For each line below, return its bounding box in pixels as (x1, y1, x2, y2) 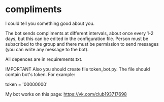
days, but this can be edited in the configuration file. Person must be (5, 36, 149, 42)
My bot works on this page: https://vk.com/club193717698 (5, 91, 127, 97)
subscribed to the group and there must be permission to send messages (5, 41, 159, 47)
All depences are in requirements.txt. (5, 56, 83, 62)
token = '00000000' (5, 81, 48, 87)
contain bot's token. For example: (5, 71, 75, 77)
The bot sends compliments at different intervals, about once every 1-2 (5, 30, 154, 36)
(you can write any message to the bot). (5, 46, 89, 52)
